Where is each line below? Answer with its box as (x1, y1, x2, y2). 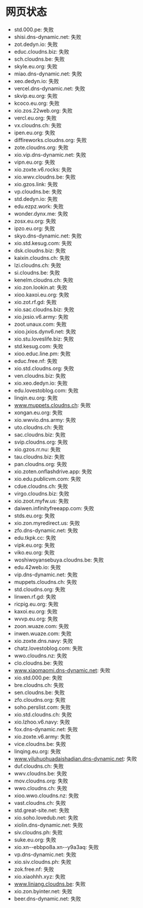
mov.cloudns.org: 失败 (14, 777, 68, 784)
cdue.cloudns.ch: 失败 (14, 483, 68, 490)
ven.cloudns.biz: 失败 (14, 372, 66, 379)
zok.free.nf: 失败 (14, 866, 54, 873)
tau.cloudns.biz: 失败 (14, 453, 65, 460)
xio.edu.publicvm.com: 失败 (14, 475, 82, 482)
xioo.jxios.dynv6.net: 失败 (14, 328, 77, 335)
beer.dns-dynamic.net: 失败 (14, 895, 82, 902)
